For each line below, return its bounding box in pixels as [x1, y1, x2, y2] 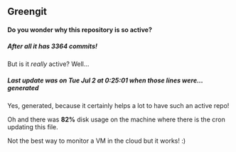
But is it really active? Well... [7, 60, 90, 68]
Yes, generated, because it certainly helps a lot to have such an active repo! [7, 101, 230, 109]
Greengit [7, 6, 48, 18]
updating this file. [7, 122, 58, 131]
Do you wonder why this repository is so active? [7, 25, 153, 34]
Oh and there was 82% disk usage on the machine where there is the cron [7, 115, 225, 124]
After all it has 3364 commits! [7, 42, 98, 50]
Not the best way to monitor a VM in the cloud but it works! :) [7, 136, 186, 145]
